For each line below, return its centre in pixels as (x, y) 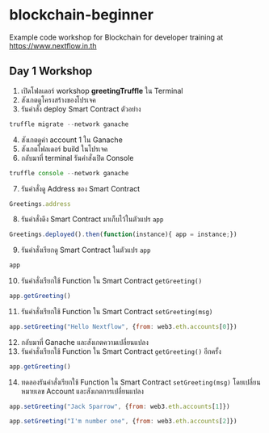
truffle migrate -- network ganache (69, 124)
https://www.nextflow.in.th (53, 45)
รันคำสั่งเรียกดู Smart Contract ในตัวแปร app (86, 250)
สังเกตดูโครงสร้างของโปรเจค (58, 99)
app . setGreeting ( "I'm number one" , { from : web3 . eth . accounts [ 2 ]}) (123, 421)
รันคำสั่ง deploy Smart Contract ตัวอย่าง (81, 109)
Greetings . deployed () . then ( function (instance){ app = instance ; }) (123, 235)
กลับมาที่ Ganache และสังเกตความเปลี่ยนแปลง (84, 342)
